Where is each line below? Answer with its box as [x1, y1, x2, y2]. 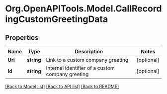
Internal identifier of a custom [46, 65, 115, 71]
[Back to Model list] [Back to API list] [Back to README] [5, 84, 119, 90]
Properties [5, 33, 39, 42]
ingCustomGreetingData [5, 13, 108, 25]
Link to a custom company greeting [46, 57, 128, 63]
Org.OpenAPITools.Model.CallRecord [5, 3, 162, 14]
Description [75, 48, 103, 55]
